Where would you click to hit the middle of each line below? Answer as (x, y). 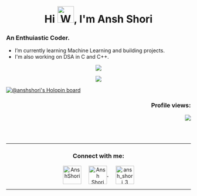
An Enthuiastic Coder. (38, 38)
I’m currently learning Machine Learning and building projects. (90, 50)
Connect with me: (98, 156)
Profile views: (171, 105)
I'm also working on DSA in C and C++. (62, 56)
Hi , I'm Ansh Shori (98, 19)
